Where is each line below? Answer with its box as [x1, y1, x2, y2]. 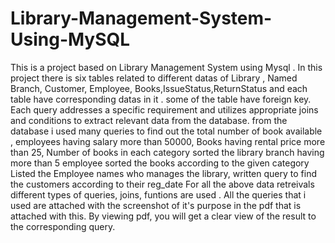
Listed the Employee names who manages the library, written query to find [10, 167, 317, 179]
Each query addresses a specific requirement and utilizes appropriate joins [10, 103, 319, 116]
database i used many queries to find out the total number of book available [10, 125, 323, 137]
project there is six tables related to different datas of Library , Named [10, 72, 298, 84]
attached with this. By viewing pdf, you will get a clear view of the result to [10, 210, 317, 222]
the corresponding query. [10, 220, 116, 232]
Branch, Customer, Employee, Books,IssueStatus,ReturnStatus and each [10, 82, 308, 94]
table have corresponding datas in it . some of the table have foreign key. [10, 93, 312, 105]
